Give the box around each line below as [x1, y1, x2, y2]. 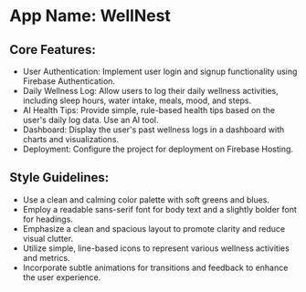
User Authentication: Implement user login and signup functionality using [22, 66, 298, 77]
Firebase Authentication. [22, 76, 116, 87]
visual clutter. [22, 233, 74, 244]
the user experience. [22, 271, 101, 283]
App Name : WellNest [9, 5, 172, 26]
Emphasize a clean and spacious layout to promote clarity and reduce [22, 223, 286, 234]
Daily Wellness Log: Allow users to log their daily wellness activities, [22, 86, 279, 96]
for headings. [22, 214, 73, 224]
